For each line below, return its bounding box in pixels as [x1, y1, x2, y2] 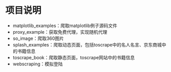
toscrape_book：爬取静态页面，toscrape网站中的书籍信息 [12, 54, 135, 60]
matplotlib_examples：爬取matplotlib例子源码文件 [12, 22, 118, 29]
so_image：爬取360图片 [12, 35, 64, 41]
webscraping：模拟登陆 [12, 61, 63, 67]
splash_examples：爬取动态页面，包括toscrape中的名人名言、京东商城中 [12, 41, 166, 47]
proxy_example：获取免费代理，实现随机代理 [12, 29, 108, 35]
